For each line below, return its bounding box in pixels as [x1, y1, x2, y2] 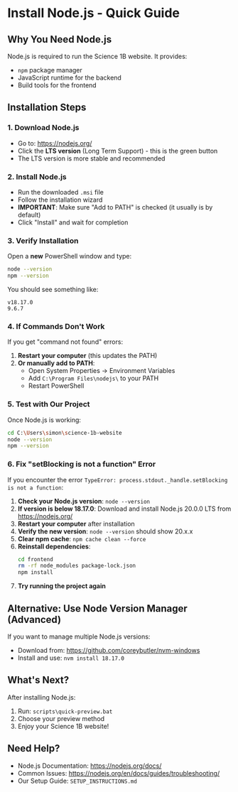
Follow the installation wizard [17, 195, 103, 204]
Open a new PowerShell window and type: [7, 252, 132, 261]
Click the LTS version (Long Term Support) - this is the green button [17, 146, 218, 155]
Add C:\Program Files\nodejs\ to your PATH [28, 374, 159, 383]
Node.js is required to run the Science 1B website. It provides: [7, 52, 188, 60]
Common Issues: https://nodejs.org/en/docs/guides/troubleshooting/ [17, 769, 220, 777]
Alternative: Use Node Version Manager [7, 602, 188, 614]
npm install [17, 569, 53, 576]
